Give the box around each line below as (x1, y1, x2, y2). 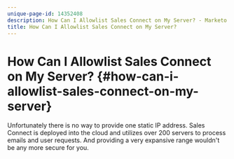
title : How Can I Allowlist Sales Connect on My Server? (7, 23, 177, 30)
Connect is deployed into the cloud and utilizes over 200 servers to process (7, 129, 226, 137)
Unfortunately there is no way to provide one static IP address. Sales (7, 121, 205, 130)
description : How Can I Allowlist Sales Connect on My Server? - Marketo (7, 17, 228, 24)
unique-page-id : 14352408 (7, 10, 83, 18)
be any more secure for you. (7, 144, 89, 152)
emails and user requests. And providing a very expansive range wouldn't (7, 136, 220, 144)
